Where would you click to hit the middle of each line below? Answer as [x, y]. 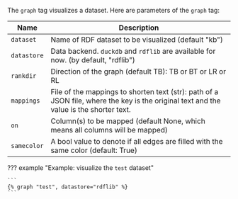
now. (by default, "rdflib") [93, 60]
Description [139, 28]
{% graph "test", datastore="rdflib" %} [68, 187]
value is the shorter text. [91, 109]
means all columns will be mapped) [109, 130]
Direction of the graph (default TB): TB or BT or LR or [138, 72]
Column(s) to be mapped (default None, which [128, 121]
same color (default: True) [94, 150]
